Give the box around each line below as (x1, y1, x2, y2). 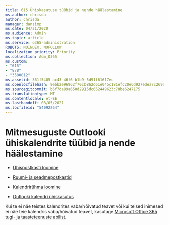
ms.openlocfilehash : (5, 82, 49, 87)
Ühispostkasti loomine (12, 164, 59, 170)
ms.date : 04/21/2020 (5, 26, 49, 31)
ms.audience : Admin (5, 31, 46, 36)
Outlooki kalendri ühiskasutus (12, 193, 74, 199)
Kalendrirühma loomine (12, 184, 61, 190)
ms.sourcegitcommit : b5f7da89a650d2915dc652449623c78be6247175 (5, 86, 141, 92)
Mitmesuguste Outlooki (5, 127, 106, 138)
